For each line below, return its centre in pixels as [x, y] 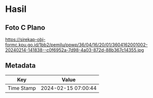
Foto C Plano [25, 28]
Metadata [20, 66]
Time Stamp [22, 88]
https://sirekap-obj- [25, 39]
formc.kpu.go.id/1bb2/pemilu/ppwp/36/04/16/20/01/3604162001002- [76, 45]
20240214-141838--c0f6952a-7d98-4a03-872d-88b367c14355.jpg [75, 50]
